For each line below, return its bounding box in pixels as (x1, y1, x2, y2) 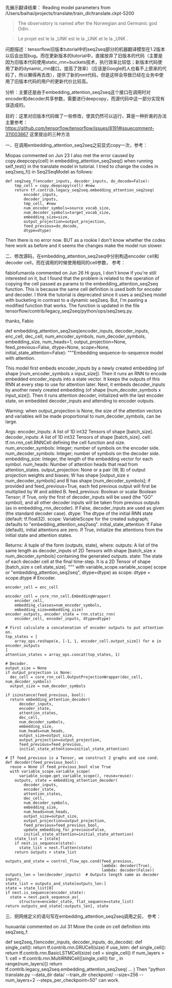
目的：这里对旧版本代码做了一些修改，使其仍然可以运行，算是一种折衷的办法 (5, 113, 167, 119)
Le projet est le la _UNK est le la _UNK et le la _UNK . (17, 35, 128, 42)
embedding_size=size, (24, 215, 70, 220)
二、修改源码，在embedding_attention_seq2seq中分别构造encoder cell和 (5, 253, 159, 259)
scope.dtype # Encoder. (5, 575, 56, 581)
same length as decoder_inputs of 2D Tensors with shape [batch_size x (5, 548, 156, 553)
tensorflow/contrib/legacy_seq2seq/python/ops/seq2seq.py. (5, 308, 133, 314)
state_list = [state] (14, 836, 60, 841)
